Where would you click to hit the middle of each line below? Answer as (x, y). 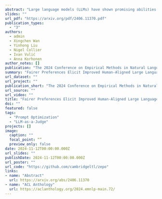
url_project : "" (21, 81)
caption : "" (21, 135)
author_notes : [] (22, 63)
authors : (14, 32)
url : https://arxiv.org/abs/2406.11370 (49, 180)
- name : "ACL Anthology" (30, 185)
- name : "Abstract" (25, 176)
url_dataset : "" (21, 77)
